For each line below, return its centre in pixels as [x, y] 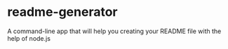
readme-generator [62, 12]
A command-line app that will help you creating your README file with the [114, 31]
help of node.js [29, 38]
